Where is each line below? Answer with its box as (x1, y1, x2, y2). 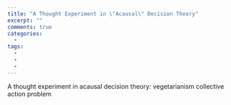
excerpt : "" (7, 17, 43, 24)
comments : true (7, 23, 53, 30)
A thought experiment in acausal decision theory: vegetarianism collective (7, 82, 225, 90)
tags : (7, 43, 23, 50)
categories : (7, 30, 43, 37)
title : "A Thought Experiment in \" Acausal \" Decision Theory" (7, 10, 199, 18)
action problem (7, 89, 52, 98)
